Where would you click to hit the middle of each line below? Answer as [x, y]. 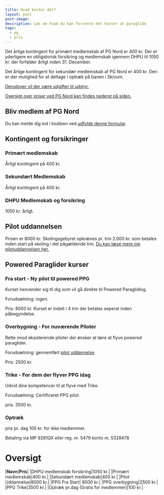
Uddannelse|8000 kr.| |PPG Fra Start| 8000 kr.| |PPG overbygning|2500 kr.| [82, 482]
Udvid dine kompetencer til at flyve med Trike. [52, 386]
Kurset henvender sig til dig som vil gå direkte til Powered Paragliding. [76, 290]
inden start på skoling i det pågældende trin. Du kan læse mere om [73, 244]
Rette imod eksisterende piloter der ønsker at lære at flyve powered [73, 338]
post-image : [17, 19]
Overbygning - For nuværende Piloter [51, 327]
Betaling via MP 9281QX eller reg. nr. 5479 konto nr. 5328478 [67, 438]
